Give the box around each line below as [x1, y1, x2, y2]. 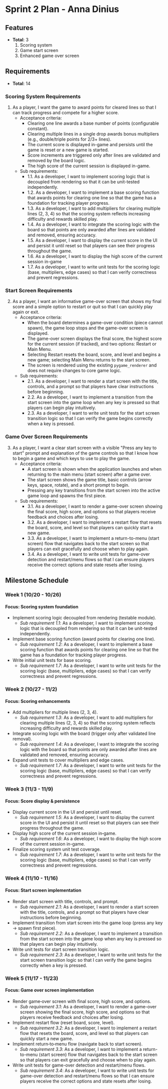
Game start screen [19, 48, 58, 53]
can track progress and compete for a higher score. [12, 110, 119, 116]
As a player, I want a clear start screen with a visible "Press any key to [12, 445, 157, 451]
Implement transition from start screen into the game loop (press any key [12, 920, 163, 926]
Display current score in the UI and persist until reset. [12, 809, 122, 815]
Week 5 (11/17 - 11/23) [5, 975, 58, 982]
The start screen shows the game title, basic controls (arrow [27, 477, 151, 483]
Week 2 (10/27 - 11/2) [5, 686, 57, 693]
